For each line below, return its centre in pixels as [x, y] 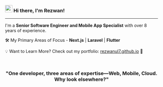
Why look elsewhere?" [81, 79]
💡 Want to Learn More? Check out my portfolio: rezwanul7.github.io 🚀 [74, 51]
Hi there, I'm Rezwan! [39, 11]
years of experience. [26, 31]
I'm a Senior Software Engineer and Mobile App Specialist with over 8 [76, 25]
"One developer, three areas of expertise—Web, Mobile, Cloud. [81, 74]
